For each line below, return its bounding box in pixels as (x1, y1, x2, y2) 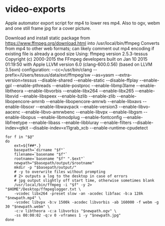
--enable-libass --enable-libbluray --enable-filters (28, 119, 132, 125)
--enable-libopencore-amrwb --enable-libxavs (46, 98, 142, 104)
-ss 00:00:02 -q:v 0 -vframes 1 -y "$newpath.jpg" (14, 213, 121, 218)
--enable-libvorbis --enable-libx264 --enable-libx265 (24, 88, 134, 94)
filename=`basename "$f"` (14, 152, 68, 157)
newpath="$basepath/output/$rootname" (14, 160, 94, 165)
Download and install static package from (5, 35, 90, 41)
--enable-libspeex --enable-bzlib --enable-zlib (19, 93, 116, 99)
